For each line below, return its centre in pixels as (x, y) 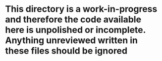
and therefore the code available (73, 19)
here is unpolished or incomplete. (76, 30)
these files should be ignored (66, 51)
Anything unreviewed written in (71, 41)
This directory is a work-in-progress (81, 9)
